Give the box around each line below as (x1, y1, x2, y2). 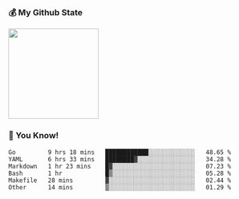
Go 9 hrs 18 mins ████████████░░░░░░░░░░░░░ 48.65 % (8, 148, 231, 156)
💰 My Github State (8, 6, 83, 18)
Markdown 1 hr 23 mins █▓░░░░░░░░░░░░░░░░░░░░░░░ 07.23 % (8, 162, 231, 170)
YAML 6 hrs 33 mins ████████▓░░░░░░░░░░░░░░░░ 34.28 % (8, 155, 231, 163)
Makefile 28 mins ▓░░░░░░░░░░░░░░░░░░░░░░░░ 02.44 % (8, 176, 231, 185)
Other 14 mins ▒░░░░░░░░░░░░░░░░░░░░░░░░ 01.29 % (8, 183, 231, 191)
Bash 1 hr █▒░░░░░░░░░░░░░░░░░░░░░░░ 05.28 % (8, 169, 231, 177)
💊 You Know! (8, 130, 59, 141)
